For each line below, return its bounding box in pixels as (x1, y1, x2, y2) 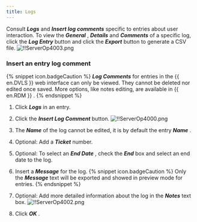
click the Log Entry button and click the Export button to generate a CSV (6, 38, 187, 45)
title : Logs (6, 8, 36, 15)
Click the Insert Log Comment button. (14, 115, 110, 122)
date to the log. (14, 156, 53, 163)
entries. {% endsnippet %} (14, 180, 81, 187)
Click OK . (14, 210, 40, 217)
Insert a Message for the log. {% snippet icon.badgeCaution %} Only (14, 168, 187, 175)
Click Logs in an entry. (14, 103, 71, 111)
